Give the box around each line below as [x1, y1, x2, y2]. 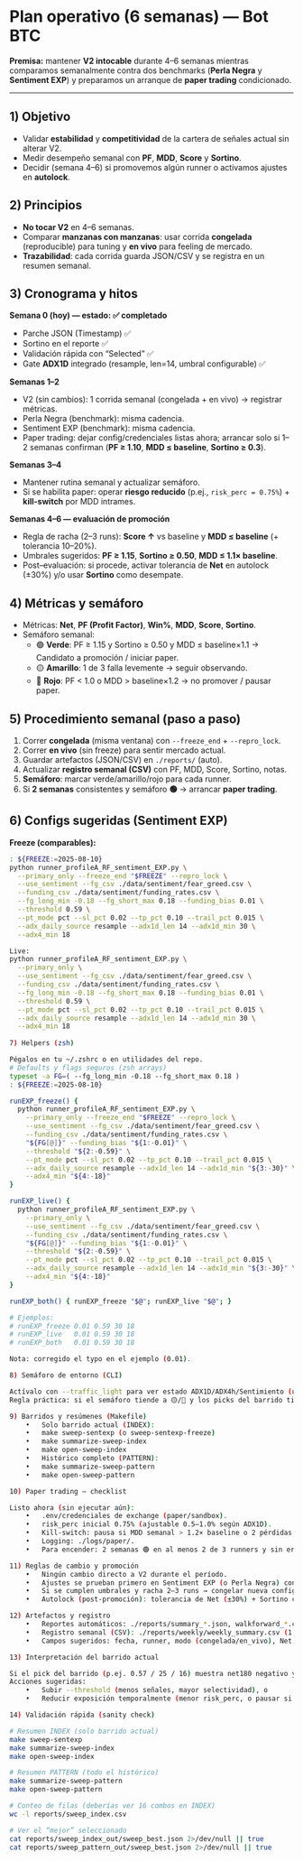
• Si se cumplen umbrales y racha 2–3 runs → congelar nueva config [25, 1587, 297, 1596]
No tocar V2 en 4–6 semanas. [22, 221, 134, 232]
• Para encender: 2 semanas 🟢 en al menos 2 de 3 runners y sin [25, 1545, 283, 1554]
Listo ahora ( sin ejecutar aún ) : [9, 1503, 135, 1513]
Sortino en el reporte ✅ [22, 338, 109, 349]
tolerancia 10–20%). [22, 541, 97, 551]
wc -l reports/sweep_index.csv [9, 1810, 127, 1819]
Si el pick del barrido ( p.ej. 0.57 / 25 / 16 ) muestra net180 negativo [9, 1669, 289, 1678]
